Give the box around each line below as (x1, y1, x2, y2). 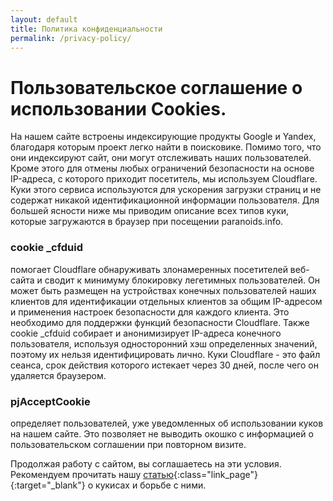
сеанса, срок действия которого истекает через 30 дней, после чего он (10, 359, 319, 371)
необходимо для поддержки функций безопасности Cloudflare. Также (10, 316, 310, 328)
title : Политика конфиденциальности (10, 24, 163, 34)
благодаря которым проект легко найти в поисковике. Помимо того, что (10, 141, 322, 153)
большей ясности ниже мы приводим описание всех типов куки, (10, 205, 290, 217)
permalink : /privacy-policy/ (10, 33, 132, 43)
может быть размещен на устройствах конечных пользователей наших (10, 284, 317, 296)
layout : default (10, 14, 78, 25)
